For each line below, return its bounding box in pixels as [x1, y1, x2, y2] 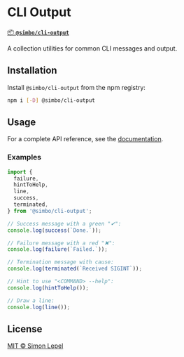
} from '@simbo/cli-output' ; [7, 207, 92, 214]
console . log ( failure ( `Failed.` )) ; [7, 246, 108, 253]
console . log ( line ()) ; [7, 304, 71, 311]
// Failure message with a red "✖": [7, 240, 115, 247]
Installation [7, 65, 57, 77]
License [7, 323, 43, 335]
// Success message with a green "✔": [7, 220, 122, 227]
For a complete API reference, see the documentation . [7, 135, 164, 143]
